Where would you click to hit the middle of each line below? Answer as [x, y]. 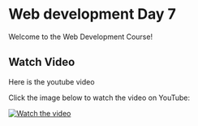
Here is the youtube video [52, 81]
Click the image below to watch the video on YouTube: [99, 98]
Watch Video [42, 62]
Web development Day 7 [93, 14]
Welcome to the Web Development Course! [80, 37]
